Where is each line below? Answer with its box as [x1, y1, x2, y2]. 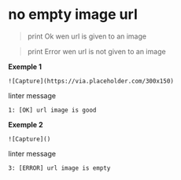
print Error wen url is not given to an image [27, 46, 167, 56]
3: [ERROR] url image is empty [8, 163, 111, 172]
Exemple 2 [8, 119, 43, 129]
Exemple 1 [8, 61, 42, 72]
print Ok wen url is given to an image [27, 31, 147, 41]
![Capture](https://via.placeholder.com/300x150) [8, 77, 175, 85]
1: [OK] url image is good [8, 106, 97, 114]
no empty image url [8, 6, 138, 24]
